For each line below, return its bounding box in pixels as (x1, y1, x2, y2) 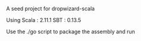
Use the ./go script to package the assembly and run (6, 28, 136, 35)
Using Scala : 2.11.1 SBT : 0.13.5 (6, 17, 82, 23)
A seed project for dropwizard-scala (6, 5, 95, 12)
